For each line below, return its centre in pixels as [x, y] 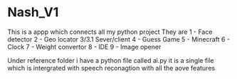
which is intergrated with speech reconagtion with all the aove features [111, 68]
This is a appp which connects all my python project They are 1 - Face [110, 32]
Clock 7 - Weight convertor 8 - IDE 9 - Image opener [84, 47]
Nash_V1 [33, 12]
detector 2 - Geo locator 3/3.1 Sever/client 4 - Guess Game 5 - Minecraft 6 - [118, 39]
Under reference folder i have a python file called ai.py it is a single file [111, 60]
